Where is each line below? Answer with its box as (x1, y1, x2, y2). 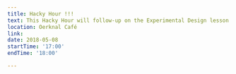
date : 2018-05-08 (7, 37, 59, 44)
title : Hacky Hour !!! (7, 10, 74, 18)
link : (7, 30, 23, 37)
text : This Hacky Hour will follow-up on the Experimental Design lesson (7, 17, 230, 24)
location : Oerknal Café (7, 23, 78, 30)
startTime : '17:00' (7, 43, 65, 50)
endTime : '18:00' (7, 50, 59, 57)
